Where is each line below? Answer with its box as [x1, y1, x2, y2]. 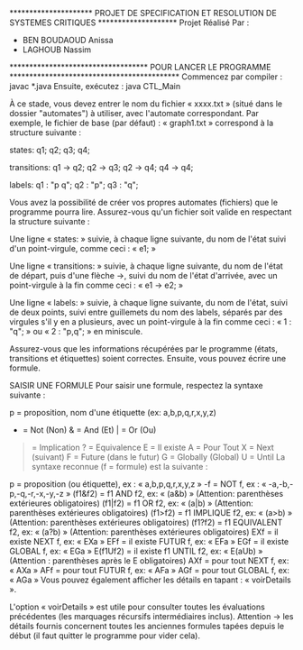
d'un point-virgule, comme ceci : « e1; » [9, 243, 156, 253]
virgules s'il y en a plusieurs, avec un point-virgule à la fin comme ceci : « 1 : [9, 316, 292, 327]
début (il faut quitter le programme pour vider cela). [9, 630, 201, 641]
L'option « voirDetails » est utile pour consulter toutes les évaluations [9, 601, 266, 612]
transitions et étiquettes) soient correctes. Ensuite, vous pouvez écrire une [9, 353, 287, 363]
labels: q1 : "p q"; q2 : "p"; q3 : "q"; [9, 179, 139, 190]
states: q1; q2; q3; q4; [9, 144, 90, 155]
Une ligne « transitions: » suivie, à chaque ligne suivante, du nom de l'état [9, 261, 284, 271]
